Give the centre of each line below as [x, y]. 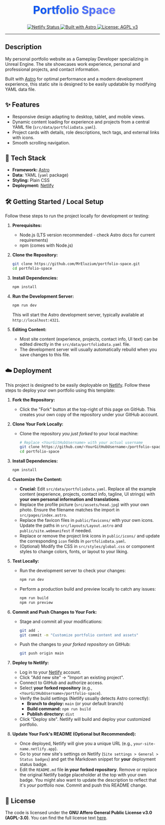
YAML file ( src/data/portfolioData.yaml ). [55, 127]
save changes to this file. [45, 354]
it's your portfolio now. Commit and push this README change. [83, 785]
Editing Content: [29, 329]
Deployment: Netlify [33, 186]
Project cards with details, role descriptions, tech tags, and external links [86, 132]
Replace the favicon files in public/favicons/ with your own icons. [86, 520]
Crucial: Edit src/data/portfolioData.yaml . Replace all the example [88, 489]
